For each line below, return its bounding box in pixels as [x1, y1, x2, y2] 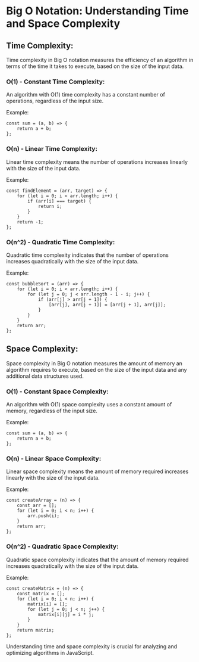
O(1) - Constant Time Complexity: [6, 77, 105, 86]
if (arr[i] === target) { [27, 198, 92, 204]
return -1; [17, 219, 44, 225]
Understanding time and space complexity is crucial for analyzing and [6, 642, 177, 650]
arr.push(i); [27, 513, 60, 519]
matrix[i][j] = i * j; [37, 611, 94, 617]
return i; [37, 203, 62, 209]
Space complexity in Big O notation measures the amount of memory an [6, 359, 183, 367]
